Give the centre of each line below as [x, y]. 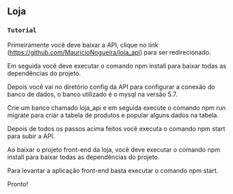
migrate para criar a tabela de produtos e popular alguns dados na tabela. [113, 115]
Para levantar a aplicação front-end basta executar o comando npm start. [113, 170]
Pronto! [18, 184]
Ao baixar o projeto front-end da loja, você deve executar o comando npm [114, 149]
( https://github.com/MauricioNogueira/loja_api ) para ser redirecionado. [109, 52]
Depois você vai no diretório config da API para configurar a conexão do [111, 87]
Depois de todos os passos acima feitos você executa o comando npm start [116, 128]
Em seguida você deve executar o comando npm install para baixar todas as [117, 66]
